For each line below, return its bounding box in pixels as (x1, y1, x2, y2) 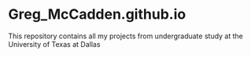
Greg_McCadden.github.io (8, 5, 186, 23)
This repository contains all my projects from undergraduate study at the (8, 31, 244, 41)
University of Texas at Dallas (8, 39, 101, 48)
